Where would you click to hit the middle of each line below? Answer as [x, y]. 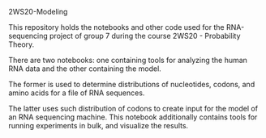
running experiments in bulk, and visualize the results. [99, 125]
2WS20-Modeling [38, 12]
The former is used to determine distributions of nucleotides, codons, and [132, 84]
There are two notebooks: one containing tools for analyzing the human [128, 60]
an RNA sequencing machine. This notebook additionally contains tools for [133, 117]
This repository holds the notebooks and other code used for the [116, 27]
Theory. [21, 44]
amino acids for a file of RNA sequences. [77, 93]
